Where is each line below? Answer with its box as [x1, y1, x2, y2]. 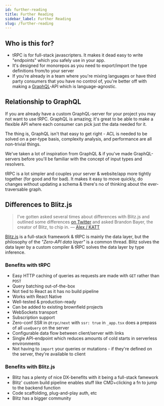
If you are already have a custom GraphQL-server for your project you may [5, 111, 156, 116]
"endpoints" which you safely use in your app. [12, 58, 105, 63]
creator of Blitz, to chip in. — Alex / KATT [17, 224, 100, 230]
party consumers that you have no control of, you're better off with [12, 78, 147, 84]
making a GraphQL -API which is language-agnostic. [12, 84, 117, 89]
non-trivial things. [5, 141, 41, 147]
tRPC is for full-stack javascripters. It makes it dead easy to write [12, 52, 143, 58]
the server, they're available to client [12, 351, 86, 357]
